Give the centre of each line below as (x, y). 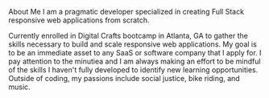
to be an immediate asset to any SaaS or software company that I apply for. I (135, 53)
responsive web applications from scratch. (79, 20)
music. (19, 87)
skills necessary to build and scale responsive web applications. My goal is (133, 44)
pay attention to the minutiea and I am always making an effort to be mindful (134, 61)
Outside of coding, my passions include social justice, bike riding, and (124, 78)
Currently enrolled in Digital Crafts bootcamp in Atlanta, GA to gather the (128, 36)
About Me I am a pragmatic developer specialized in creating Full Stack (126, 12)
